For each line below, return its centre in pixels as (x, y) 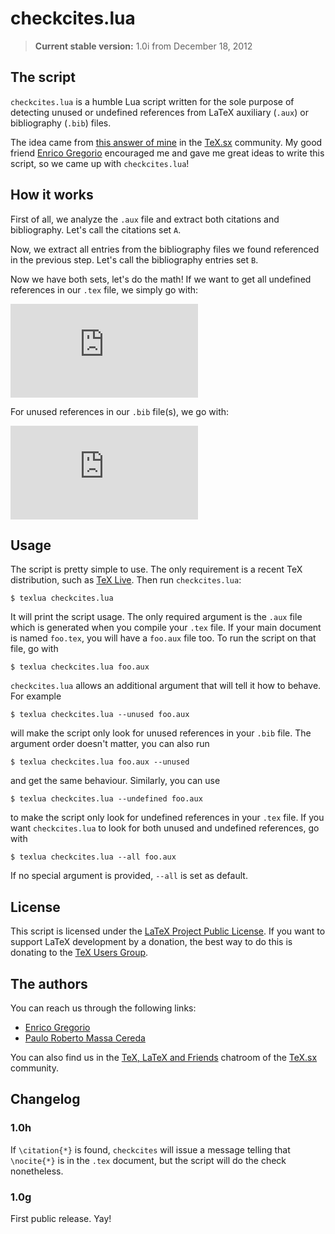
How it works (52, 195)
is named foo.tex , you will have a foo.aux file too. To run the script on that (163, 638)
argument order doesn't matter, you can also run (110, 744)
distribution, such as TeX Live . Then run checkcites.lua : (126, 580)
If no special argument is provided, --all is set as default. (129, 876)
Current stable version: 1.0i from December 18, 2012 (143, 46)
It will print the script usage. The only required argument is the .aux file (156, 617)
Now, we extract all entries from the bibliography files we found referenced (165, 249)
